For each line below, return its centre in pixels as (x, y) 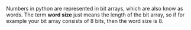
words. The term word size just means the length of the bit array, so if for (96, 15)
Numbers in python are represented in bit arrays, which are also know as (95, 9)
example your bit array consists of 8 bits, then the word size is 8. (85, 21)
